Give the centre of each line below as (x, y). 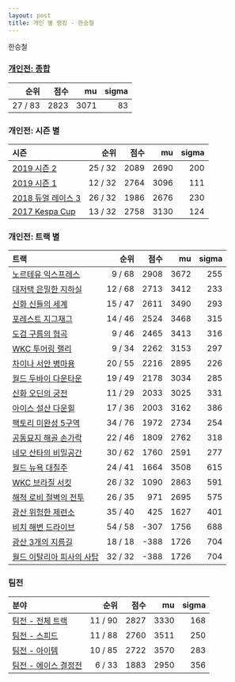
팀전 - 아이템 (35, 650)
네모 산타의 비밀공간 (47, 453)
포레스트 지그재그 (43, 320)
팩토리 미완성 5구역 (46, 423)
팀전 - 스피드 (35, 635)
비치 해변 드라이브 (44, 527)
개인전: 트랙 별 (34, 237)
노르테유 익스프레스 (46, 274)
